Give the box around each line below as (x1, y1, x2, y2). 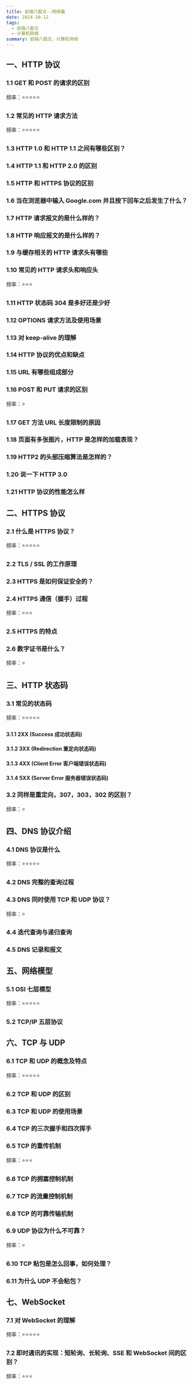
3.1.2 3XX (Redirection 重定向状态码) (6, 745, 96, 753)
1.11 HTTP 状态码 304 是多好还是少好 (6, 299, 110, 307)
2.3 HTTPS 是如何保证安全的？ (6, 577, 94, 586)
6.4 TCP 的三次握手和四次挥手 (6, 1124, 92, 1133)
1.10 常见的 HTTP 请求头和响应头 (6, 266, 99, 274)
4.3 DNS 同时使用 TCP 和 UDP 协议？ (6, 895, 111, 904)
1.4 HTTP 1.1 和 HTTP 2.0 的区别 (6, 161, 97, 169)
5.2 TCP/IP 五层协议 (6, 1018, 63, 1026)
